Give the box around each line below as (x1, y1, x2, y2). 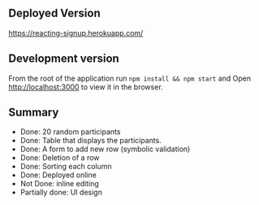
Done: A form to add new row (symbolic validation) (19, 144, 191, 154)
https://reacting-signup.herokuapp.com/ (8, 28, 144, 37)
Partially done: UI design (19, 187, 103, 198)
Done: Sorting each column (19, 162, 112, 172)
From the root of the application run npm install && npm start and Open (8, 73, 252, 83)
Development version (8, 52, 119, 66)
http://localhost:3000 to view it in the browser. (8, 81, 164, 92)
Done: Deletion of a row (19, 153, 100, 163)
